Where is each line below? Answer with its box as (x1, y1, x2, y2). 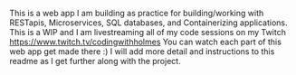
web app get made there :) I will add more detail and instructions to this (9, 46, 275, 57)
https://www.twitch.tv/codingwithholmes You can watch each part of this (9, 36, 282, 47)
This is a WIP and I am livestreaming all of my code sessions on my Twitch (9, 27, 287, 37)
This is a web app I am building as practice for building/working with (9, 8, 264, 18)
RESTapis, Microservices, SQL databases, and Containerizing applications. (9, 17, 288, 28)
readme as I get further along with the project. (9, 56, 181, 66)
